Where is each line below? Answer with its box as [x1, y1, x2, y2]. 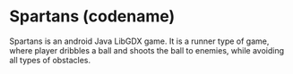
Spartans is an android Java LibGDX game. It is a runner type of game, [9, 36, 270, 46]
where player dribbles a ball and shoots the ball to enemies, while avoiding [9, 45, 285, 55]
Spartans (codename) [9, 6, 176, 27]
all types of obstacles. [9, 54, 91, 65]
